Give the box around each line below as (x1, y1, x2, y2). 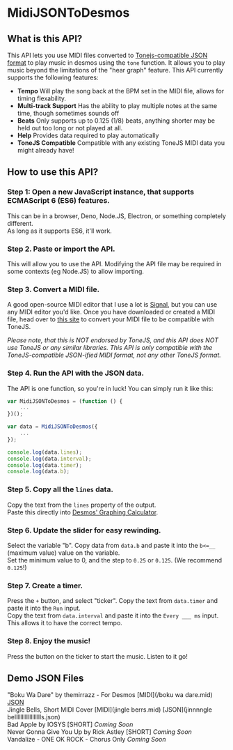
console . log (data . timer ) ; (7, 461, 82, 468)
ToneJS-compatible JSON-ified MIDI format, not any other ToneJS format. (7, 351, 221, 360)
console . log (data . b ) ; (7, 468, 70, 475)
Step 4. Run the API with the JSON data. (7, 368, 145, 378)
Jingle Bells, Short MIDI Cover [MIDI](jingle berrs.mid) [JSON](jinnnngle (7, 705, 212, 714)
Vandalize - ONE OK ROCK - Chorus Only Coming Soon (7, 735, 166, 744)
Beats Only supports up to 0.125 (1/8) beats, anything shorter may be (17, 116, 216, 125)
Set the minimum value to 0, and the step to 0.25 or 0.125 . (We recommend (7, 556, 223, 564)
